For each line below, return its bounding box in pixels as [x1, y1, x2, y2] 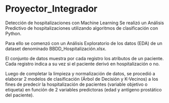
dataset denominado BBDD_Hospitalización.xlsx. [5, 45, 107, 51]
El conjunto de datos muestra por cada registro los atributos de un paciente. [5, 55, 164, 61]
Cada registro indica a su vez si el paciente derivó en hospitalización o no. [5, 61, 160, 67]
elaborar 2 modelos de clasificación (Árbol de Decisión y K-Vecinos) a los [5, 76, 158, 82]
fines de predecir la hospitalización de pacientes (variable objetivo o [5, 81, 148, 87]
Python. [5, 30, 22, 36]
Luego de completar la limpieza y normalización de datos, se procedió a [5, 70, 155, 76]
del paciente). [5, 92, 34, 98]
